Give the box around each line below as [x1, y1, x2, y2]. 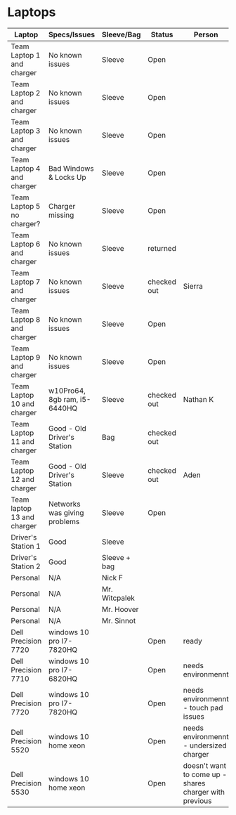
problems [48, 516, 80, 526]
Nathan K [183, 394, 214, 404]
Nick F [101, 573, 123, 582]
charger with [183, 787, 225, 797]
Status [150, 30, 173, 39]
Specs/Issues [48, 30, 96, 39]
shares [183, 778, 206, 788]
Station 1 [11, 541, 41, 551]
